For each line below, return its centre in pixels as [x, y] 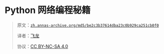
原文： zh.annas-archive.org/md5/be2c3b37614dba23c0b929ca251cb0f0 [88, 25]
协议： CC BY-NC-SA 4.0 [43, 46]
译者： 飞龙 [28, 35]
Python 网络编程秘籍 [48, 10]
